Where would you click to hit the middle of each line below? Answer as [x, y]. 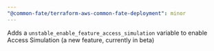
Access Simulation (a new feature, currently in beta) [81, 40]
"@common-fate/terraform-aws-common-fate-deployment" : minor [97, 13]
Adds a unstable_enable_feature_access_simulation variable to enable [107, 33]
